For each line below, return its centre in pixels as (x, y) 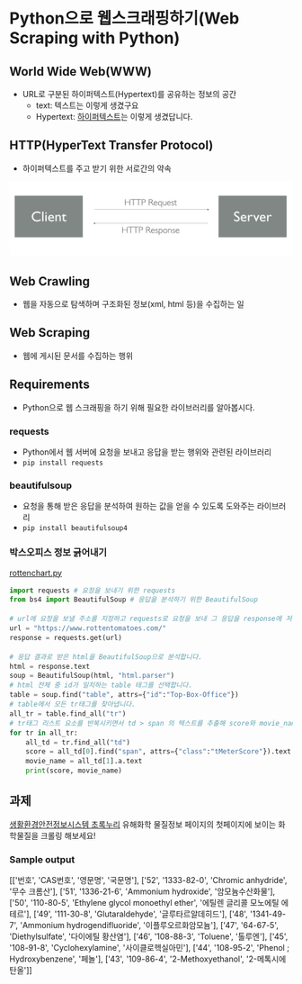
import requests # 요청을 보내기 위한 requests (93, 591)
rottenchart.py (36, 573)
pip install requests (62, 463)
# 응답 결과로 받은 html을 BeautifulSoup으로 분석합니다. (106, 657)
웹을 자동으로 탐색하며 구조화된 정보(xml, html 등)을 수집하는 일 (133, 304)
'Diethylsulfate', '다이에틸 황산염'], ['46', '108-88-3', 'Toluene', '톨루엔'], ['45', (149, 936)
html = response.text (50, 666)
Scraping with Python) (95, 38)
